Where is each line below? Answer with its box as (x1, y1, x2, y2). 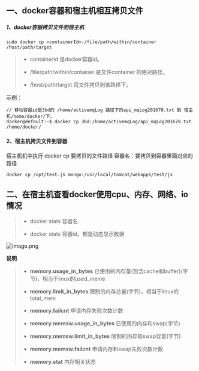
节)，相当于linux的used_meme (29, 275, 105, 283)
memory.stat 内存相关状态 (29, 358, 96, 366)
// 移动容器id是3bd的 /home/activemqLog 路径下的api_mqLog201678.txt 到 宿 (6, 107, 189, 113)
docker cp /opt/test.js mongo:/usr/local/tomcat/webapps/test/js (6, 171, 173, 177)
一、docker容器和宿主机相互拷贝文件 (6, 5, 144, 16)
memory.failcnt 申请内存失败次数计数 (29, 307, 123, 314)
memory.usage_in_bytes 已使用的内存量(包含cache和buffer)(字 (29, 268, 188, 275)
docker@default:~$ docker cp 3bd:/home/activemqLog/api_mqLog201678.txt (6, 119, 192, 125)
